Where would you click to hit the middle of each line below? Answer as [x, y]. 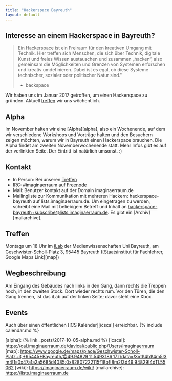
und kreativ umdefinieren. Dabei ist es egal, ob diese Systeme [83, 70]
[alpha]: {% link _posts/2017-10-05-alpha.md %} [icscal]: [66, 340]
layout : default [23, 15]
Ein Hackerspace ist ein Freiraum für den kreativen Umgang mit [85, 48]
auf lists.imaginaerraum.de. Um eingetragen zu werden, [92, 201]
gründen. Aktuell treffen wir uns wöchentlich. [53, 101]
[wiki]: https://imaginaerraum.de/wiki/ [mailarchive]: [70, 368]
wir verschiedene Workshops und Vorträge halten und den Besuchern [79, 135]
